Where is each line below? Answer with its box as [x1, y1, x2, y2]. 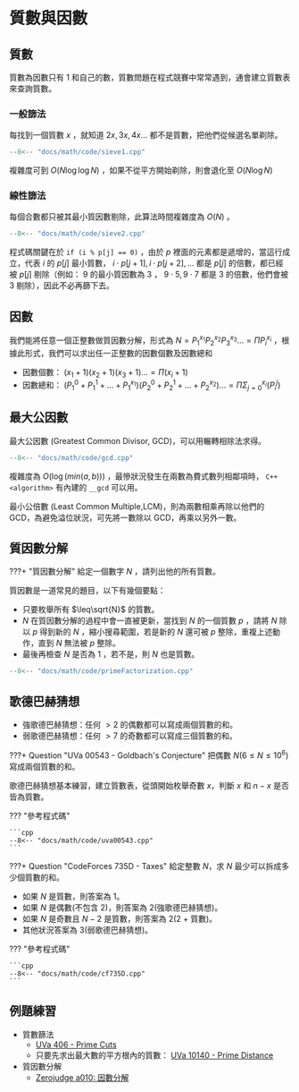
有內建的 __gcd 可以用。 [54, 482, 143, 492]
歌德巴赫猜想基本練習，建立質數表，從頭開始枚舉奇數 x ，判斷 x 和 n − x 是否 [9, 780, 290, 790]
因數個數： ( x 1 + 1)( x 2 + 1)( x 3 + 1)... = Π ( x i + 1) [21, 366, 189, 380]
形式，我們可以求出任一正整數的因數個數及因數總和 [24, 347, 212, 358]
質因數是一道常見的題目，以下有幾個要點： [9, 585, 166, 596]
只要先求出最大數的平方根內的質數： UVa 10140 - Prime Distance [35, 1049, 274, 1061]
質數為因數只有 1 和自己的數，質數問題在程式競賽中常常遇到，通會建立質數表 [9, 73, 291, 82]
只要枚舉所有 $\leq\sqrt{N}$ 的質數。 [21, 604, 160, 615]
